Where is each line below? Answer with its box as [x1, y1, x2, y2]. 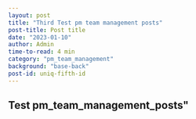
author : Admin [8, 41, 55, 49]
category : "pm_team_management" [8, 56, 114, 63]
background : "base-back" [8, 63, 89, 70]
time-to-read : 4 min [8, 48, 76, 56]
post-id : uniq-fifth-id [8, 70, 86, 78]
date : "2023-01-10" [8, 33, 72, 41]
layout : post [8, 11, 51, 20]
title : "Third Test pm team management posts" [8, 19, 163, 27]
